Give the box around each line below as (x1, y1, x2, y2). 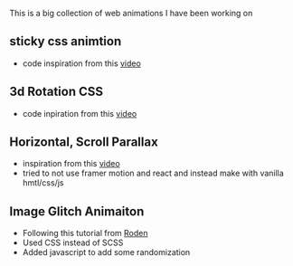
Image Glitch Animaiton (9, 204, 145, 219)
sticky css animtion (9, 33, 122, 49)
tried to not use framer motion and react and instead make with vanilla (22, 167, 285, 179)
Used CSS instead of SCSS (22, 237, 124, 248)
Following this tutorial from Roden (22, 228, 148, 239)
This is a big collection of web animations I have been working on (9, 8, 253, 18)
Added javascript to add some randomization (22, 247, 191, 258)
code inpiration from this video (22, 108, 137, 119)
